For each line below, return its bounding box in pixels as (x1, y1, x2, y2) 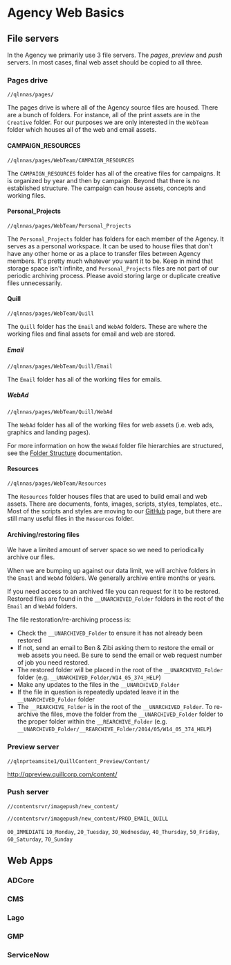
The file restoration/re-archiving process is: (7, 615, 131, 624)
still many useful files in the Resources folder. (7, 515, 134, 523)
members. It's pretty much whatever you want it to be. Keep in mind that (7, 257, 213, 265)
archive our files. (7, 553, 55, 561)
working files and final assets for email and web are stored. (7, 330, 176, 338)
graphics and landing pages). (7, 428, 91, 436)
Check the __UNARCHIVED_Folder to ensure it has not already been (17, 629, 203, 638)
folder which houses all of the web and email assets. (7, 126, 157, 134)
